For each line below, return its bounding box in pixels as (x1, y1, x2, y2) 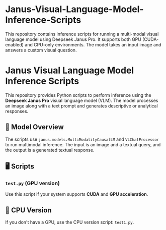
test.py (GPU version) (5, 180, 60, 187)
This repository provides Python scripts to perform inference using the (5, 92, 152, 98)
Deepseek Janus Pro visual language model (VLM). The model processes (5, 97, 158, 103)
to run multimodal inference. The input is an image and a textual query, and (5, 141, 161, 147)
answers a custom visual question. (5, 47, 77, 53)
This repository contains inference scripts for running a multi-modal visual (5, 31, 159, 37)
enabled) (5, 41, 24, 47)
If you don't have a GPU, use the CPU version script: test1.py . (5, 219, 134, 225)
